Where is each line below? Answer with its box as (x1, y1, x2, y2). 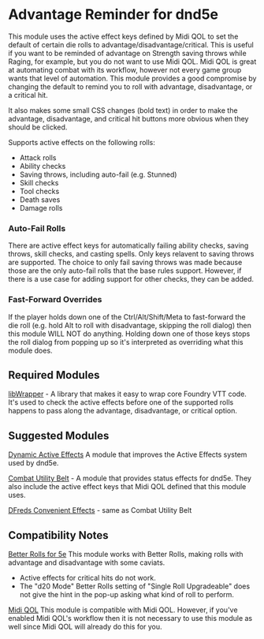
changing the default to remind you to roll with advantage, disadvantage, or (8, 81, 253, 92)
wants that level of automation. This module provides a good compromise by (8, 73, 257, 83)
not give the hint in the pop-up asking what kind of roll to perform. (19, 589, 235, 599)
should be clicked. (8, 122, 68, 132)
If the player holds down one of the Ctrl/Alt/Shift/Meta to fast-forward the (8, 312, 246, 321)
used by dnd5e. (8, 458, 59, 468)
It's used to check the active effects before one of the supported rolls (8, 398, 234, 407)
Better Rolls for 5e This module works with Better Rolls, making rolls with (8, 549, 244, 559)
